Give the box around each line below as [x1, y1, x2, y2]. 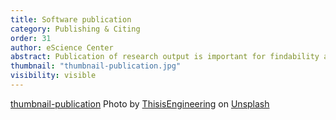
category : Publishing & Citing [10, 24, 141, 34]
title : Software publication [10, 14, 132, 25]
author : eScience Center [10, 42, 114, 53]
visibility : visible [10, 71, 97, 81]
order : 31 [10, 33, 52, 43]
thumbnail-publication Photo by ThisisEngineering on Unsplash [10, 97, 270, 110]
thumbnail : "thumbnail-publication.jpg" [10, 61, 182, 71]
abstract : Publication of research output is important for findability [10, 52, 320, 62]
